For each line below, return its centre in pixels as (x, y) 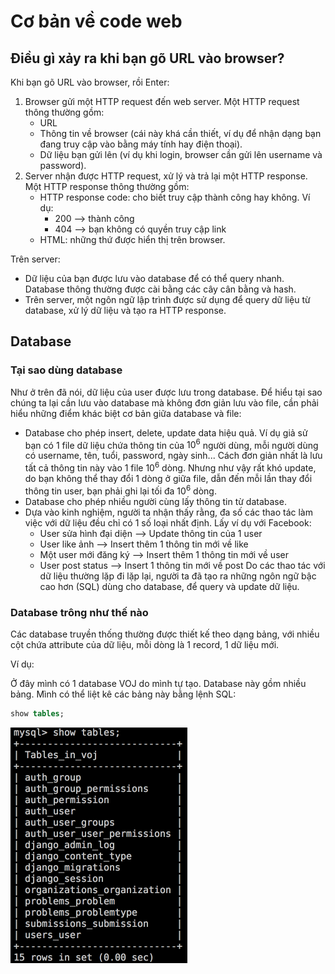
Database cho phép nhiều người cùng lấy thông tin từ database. (155, 501)
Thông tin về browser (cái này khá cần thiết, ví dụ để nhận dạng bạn (180, 133)
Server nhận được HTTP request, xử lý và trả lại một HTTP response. (166, 176)
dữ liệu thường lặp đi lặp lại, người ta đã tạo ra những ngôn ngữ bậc (178, 576)
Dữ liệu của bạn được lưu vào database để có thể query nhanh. (154, 278)
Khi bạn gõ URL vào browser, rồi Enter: (90, 82)
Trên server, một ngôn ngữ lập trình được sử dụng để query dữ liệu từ (167, 299)
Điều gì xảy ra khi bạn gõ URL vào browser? (147, 58)
